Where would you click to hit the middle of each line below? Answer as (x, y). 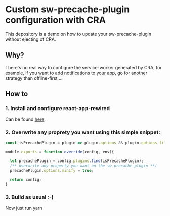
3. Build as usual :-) (30, 197)
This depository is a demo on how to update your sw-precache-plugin (78, 34)
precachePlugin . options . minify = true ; (52, 171)
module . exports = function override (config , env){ (60, 152)
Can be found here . (25, 119)
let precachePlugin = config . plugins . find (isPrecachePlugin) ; (77, 161)
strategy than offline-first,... (34, 78)
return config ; (26, 180)
